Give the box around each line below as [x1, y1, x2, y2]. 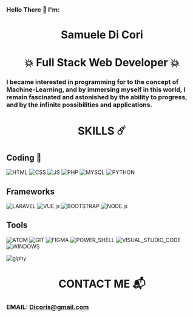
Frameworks [6, 186, 55, 197]
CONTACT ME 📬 [58, 277, 146, 291]
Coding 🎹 [6, 152, 42, 163]
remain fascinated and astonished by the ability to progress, [6, 93, 188, 102]
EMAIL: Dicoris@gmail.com [6, 302, 89, 311]
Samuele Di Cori [60, 28, 144, 42]
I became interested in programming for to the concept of [6, 78, 179, 86]
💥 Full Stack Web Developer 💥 [24, 56, 180, 69]
